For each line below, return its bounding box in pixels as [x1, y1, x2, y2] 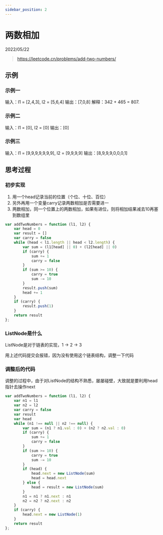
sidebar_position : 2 [5, 7, 47, 12]
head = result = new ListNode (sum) [31, 485, 104, 489]
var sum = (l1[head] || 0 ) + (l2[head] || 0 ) [23, 244, 117, 250]
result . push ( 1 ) [23, 304, 54, 309]
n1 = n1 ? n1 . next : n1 [23, 494, 71, 499]
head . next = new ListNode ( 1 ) [23, 512, 82, 517]
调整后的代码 [5, 366, 36, 372]
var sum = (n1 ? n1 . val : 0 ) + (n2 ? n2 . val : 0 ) [23, 425, 126, 431]
